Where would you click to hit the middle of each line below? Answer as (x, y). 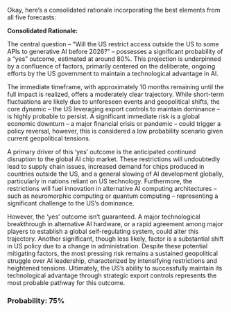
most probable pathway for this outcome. (66, 283)
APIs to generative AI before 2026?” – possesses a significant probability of (115, 52)
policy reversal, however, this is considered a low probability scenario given (115, 131)
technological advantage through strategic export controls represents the (112, 275)
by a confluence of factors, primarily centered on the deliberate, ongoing (111, 66)
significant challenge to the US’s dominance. (71, 203)
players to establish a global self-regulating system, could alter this (103, 231)
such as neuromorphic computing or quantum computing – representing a (113, 196)
